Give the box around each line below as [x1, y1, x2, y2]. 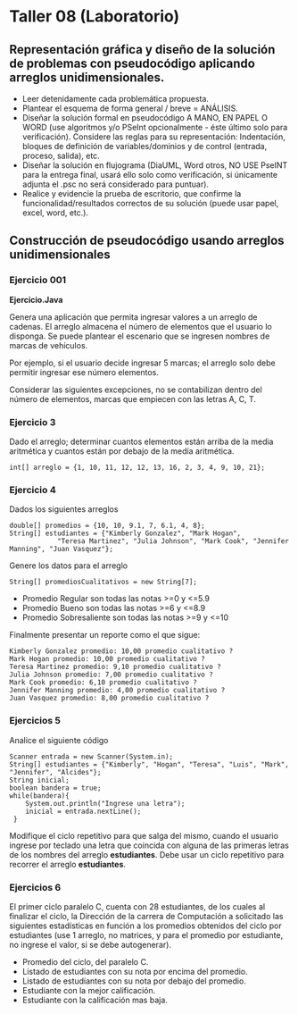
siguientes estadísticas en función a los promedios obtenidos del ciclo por [9, 920, 283, 931]
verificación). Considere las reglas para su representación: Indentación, [21, 131, 286, 142]
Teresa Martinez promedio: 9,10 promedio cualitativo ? [9, 663, 221, 672]
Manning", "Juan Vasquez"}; [9, 545, 114, 554]
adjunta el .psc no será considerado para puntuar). [21, 179, 210, 189]
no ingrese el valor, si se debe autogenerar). [9, 939, 172, 950]
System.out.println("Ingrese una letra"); [25, 799, 186, 808]
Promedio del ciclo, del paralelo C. [21, 956, 149, 967]
